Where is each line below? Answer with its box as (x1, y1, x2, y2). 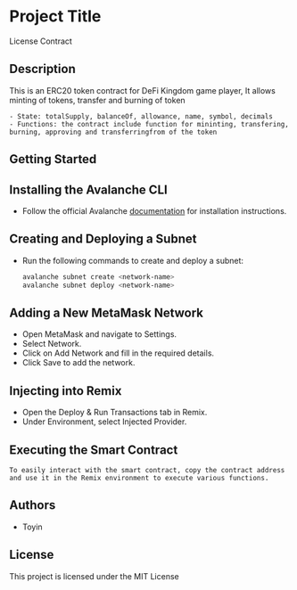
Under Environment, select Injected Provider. (21, 416, 187, 427)
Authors (9, 497, 56, 513)
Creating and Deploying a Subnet (9, 232, 197, 247)
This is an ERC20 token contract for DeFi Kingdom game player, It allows (9, 85, 276, 95)
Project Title (9, 6, 102, 27)
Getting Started (9, 152, 97, 167)
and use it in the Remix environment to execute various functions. (9, 473, 269, 482)
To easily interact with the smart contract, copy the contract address (9, 465, 285, 474)
